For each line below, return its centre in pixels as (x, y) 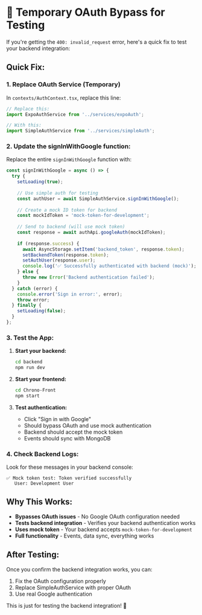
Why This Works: (39, 502)
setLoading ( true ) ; (40, 182)
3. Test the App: (30, 338)
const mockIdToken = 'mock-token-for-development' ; (83, 216)
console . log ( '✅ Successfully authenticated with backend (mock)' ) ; (109, 266)
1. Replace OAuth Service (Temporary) (63, 85)
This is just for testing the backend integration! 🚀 (67, 605)
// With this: (24, 125)
